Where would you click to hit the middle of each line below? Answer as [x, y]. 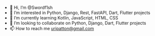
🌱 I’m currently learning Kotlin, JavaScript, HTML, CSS [64, 18]
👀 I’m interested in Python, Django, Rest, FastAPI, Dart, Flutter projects [80, 13]
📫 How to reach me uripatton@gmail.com [52, 28]
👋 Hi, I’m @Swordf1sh [31, 8]
